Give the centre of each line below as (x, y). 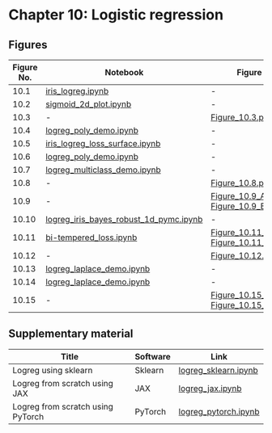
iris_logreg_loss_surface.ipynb (103, 143)
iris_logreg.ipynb (77, 91)
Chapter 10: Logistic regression (116, 15)
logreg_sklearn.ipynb (219, 370)
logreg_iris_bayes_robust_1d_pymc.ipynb (124, 219)
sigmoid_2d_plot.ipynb (89, 104)
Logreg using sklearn (53, 370)
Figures (28, 45)
